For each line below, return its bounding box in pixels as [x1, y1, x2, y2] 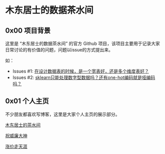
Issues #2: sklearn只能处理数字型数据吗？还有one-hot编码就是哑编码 [12, 74, 155, 81]
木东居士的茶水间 [5, 122, 41, 128]
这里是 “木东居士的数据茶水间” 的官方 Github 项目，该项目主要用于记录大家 [5, 41, 160, 46]
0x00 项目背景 [5, 26, 51, 35]
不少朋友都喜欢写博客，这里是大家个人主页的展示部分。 [5, 111, 120, 117]
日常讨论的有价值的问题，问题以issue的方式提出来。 [5, 47, 113, 53]
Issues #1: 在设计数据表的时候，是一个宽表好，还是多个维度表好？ [12, 68, 149, 74]
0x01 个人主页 [5, 97, 49, 106]
